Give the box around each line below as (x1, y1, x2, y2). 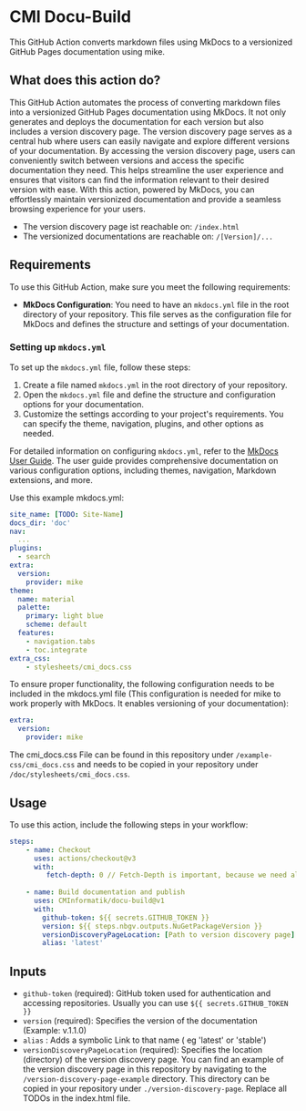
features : (17, 629, 55, 638)
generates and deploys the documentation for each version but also (9, 116, 264, 127)
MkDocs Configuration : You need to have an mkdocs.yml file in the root (22, 299, 290, 310)
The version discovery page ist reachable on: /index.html (22, 221, 240, 231)
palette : (17, 603, 51, 612)
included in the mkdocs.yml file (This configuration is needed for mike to (9, 688, 281, 699)
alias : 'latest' (42, 939, 104, 948)
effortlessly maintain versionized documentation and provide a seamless (9, 193, 281, 204)
